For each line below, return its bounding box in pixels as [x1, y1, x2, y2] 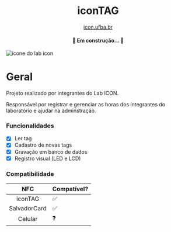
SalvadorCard [9, 204, 47, 212]
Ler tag [14, 135, 32, 142]
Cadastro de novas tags [14, 141, 72, 148]
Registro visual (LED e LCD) [14, 155, 81, 162]
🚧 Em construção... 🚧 [72, 37, 124, 44]
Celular [18, 215, 38, 223]
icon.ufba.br [83, 23, 113, 30]
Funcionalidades [6, 122, 54, 130]
